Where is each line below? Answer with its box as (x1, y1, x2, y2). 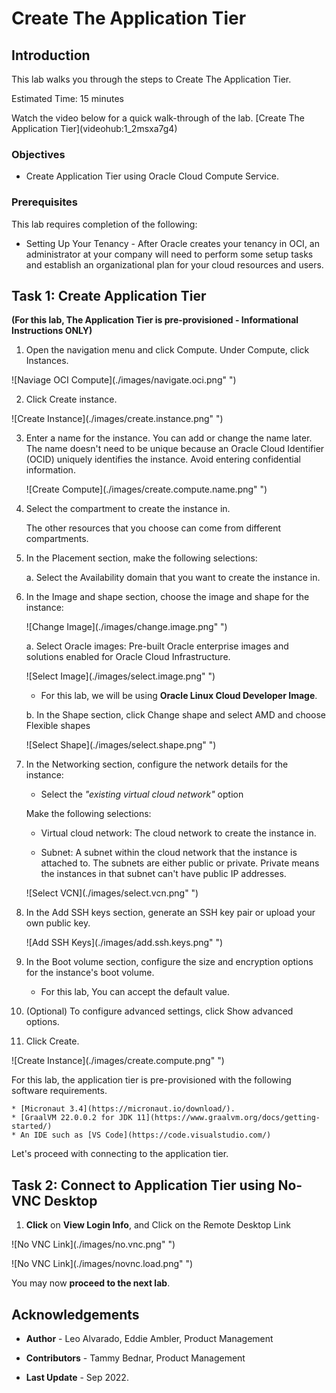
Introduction (11, 47, 91, 64)
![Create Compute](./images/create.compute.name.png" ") (25, 483, 268, 496)
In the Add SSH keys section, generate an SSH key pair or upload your (25, 907, 316, 919)
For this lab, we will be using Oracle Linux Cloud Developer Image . (40, 690, 318, 702)
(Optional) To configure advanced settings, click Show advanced (25, 1005, 294, 1017)
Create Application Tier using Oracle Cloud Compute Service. (25, 170, 280, 182)
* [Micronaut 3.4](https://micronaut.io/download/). (11, 1104, 236, 1114)
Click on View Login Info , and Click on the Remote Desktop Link (25, 1219, 291, 1231)
